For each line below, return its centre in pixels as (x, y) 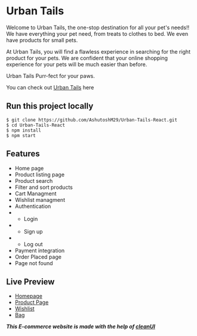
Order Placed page (38, 257)
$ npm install (24, 130)
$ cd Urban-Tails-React (36, 125)
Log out (33, 244)
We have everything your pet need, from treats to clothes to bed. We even (97, 33)
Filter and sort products (44, 187)
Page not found (34, 263)
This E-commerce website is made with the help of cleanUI (81, 326)
